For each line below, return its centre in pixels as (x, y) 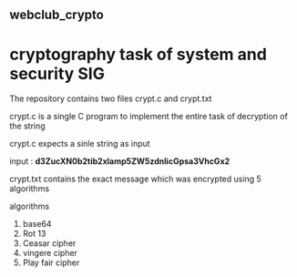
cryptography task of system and (138, 54)
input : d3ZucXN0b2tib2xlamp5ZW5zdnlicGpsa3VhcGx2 (120, 161)
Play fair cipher (51, 262)
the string (27, 126)
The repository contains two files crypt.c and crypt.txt (111, 98)
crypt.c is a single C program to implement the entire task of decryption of (149, 117)
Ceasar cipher (49, 243)
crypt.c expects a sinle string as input (80, 144)
